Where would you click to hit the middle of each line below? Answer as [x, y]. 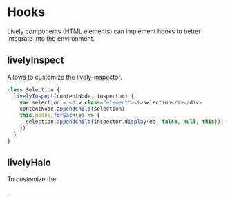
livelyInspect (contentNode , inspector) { [74, 96]
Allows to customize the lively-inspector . [65, 77]
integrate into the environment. [51, 38]
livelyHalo [29, 163]
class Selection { [33, 90]
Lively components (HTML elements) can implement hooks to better [104, 31]
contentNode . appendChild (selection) [73, 109]
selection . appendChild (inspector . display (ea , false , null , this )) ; [125, 122]
